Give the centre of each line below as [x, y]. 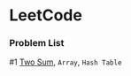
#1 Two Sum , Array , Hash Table [65, 62]
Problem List [37, 43]
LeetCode [46, 15]
